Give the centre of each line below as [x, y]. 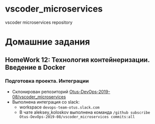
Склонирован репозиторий [40, 92]
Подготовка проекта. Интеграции [47, 81]
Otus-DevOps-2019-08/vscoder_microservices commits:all [77, 117]
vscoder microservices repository [39, 22]
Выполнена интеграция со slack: [46, 102]
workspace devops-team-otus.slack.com [59, 107]
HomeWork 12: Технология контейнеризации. [77, 60]
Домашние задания [48, 42]
